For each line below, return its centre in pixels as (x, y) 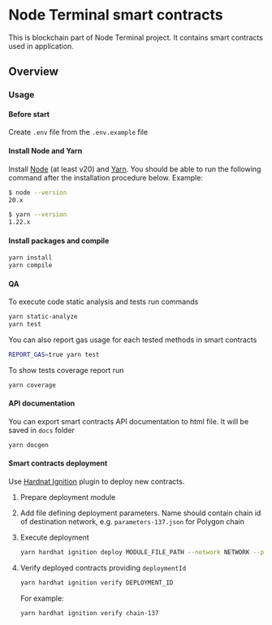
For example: (42, 598)
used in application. (41, 46)
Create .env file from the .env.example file (78, 132)
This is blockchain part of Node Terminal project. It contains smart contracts (136, 37)
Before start (29, 114)
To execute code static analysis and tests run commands (104, 302)
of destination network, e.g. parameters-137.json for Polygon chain (132, 522)
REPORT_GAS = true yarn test (54, 355)
